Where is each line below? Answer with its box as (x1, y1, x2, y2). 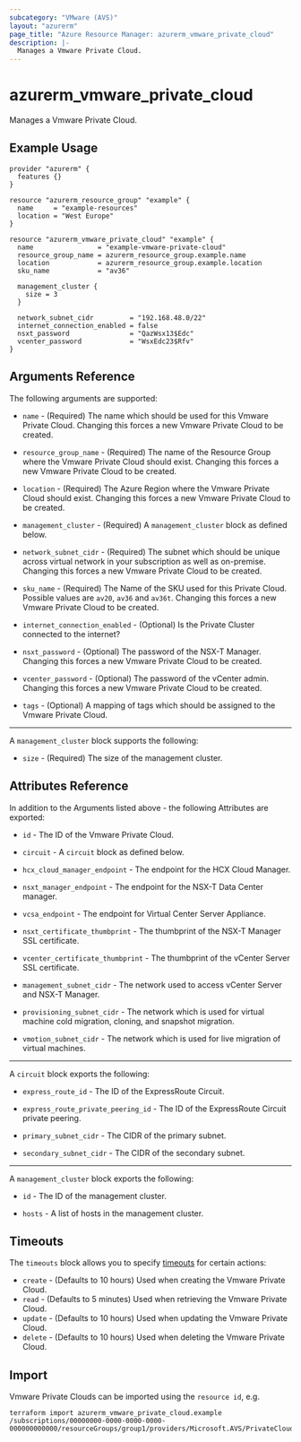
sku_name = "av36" (17, 266, 130, 275)
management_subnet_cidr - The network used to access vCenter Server (21, 979, 282, 990)
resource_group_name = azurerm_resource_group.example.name (17, 250, 246, 260)
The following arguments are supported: (9, 393, 159, 403)
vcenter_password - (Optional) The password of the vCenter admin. (21, 673, 270, 684)
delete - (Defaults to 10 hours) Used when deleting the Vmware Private (21, 1332, 285, 1343)
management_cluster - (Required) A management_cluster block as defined (21, 519, 288, 530)
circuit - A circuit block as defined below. (21, 846, 185, 857)
